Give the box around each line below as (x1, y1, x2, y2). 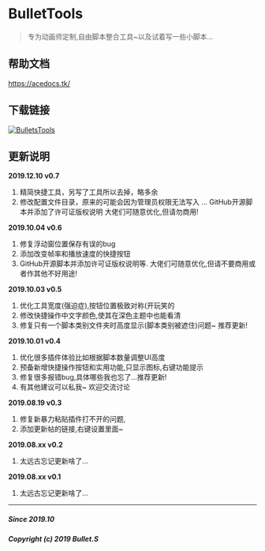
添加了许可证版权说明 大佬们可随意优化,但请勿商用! (33, 207, 199, 217)
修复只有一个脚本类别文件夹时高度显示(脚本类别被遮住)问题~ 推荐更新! (19, 320, 248, 330)
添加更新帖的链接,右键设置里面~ (19, 424, 124, 434)
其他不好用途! (33, 269, 77, 279)
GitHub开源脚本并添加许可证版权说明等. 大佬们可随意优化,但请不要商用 (19, 259, 249, 268)
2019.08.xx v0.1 (8, 472, 62, 482)
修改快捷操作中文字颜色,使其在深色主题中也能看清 (19, 311, 181, 320)
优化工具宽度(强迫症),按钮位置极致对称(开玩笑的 (19, 301, 175, 310)
